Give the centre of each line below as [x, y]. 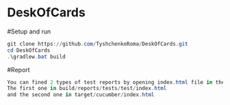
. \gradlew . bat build [37, 57]
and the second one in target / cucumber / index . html [81, 95]
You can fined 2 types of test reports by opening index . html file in [110, 82]
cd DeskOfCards [29, 50]
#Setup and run [29, 31]
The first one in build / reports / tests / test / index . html [87, 89]
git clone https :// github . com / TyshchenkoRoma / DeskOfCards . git [98, 44]
